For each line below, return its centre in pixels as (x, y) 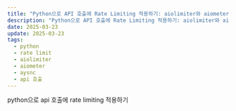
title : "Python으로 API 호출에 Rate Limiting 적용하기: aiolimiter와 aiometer (118, 14)
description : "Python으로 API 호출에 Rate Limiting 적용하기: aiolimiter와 (113, 20)
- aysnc (25, 72)
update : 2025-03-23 (36, 33)
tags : (15, 40)
